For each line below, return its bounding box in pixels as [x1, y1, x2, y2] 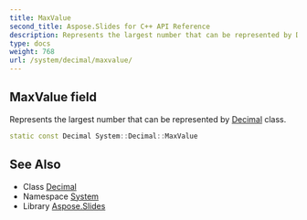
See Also [9, 157, 61, 173]
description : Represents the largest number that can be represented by [9, 30, 292, 39]
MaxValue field [9, 89, 98, 105]
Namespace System [22, 191, 99, 202]
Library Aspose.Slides [22, 200, 106, 211]
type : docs [9, 38, 51, 48]
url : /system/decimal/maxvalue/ [9, 56, 132, 65]
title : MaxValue [9, 13, 71, 23]
